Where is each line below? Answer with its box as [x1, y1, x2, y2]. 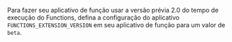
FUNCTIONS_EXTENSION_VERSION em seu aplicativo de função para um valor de [7, 21, 226, 29]
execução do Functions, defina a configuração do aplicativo [7, 13, 180, 22]
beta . [7, 28, 22, 36]
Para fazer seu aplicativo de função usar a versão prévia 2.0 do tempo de [7, 6, 219, 14]
